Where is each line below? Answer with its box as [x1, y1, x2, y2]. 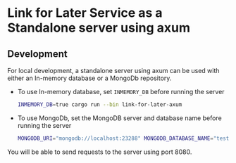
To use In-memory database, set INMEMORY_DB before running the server [17, 88, 225, 96]
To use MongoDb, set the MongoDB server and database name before [17, 114, 222, 122]
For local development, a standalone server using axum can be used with [7, 67, 220, 74]
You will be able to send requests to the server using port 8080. [7, 148, 192, 156]
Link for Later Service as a [7, 5, 163, 21]
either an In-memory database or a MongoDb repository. [7, 74, 172, 82]
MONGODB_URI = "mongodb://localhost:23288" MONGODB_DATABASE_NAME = [17, 135, 213, 142]
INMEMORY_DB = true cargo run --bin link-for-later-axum [17, 101, 182, 108]
